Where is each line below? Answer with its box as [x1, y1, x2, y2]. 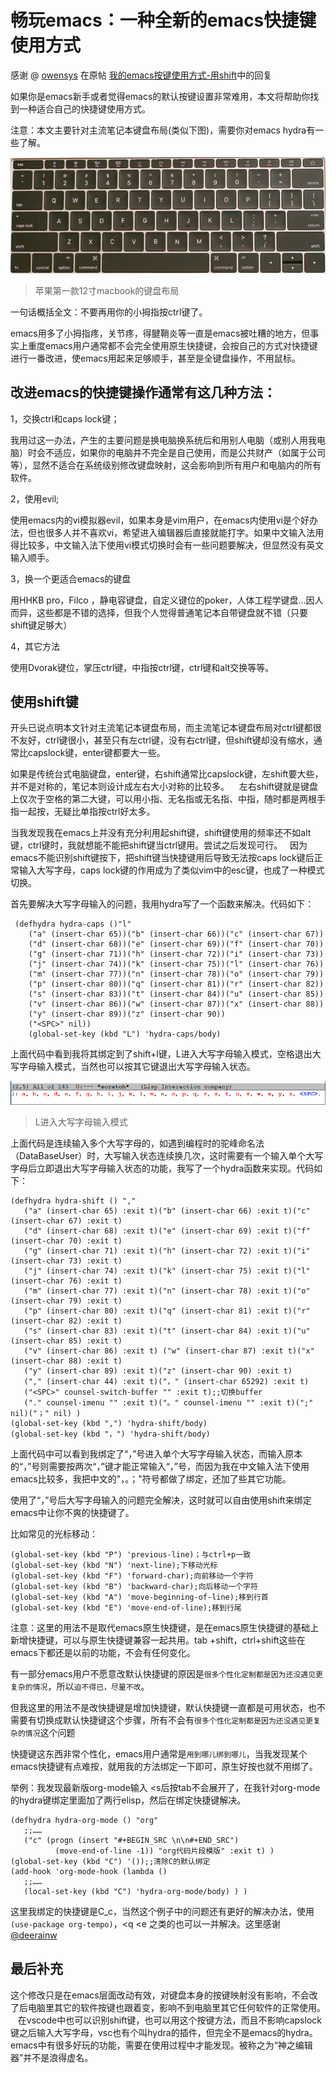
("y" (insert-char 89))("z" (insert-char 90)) [28, 1009, 226, 1020]
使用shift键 [10, 694, 79, 711]
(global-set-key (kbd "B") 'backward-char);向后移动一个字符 [10, 1581, 258, 1591]
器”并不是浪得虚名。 [10, 2051, 94, 2063]
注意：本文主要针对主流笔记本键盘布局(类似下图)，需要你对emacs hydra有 [10, 124, 316, 136]
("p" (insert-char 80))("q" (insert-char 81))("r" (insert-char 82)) [28, 979, 325, 990]
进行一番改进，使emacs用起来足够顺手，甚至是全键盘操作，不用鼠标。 [10, 352, 301, 364]
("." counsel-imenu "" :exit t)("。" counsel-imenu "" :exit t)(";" [23, 1397, 314, 1408]
